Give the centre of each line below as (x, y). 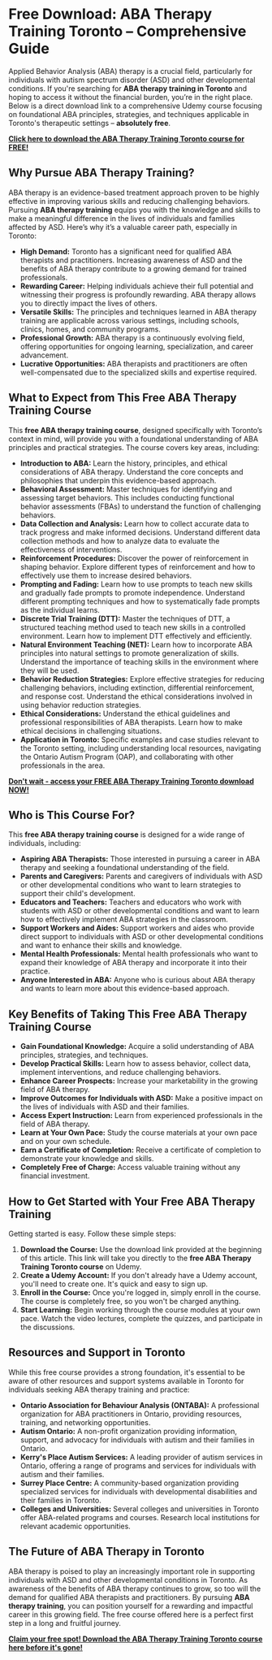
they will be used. (50, 670)
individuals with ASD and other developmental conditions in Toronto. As (128, 1580)
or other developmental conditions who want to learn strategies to (130, 885)
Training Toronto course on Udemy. (81, 1267)
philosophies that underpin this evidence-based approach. (118, 480)
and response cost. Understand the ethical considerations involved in (136, 696)
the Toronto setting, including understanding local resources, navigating (140, 748)
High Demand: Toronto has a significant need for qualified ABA (126, 251)
